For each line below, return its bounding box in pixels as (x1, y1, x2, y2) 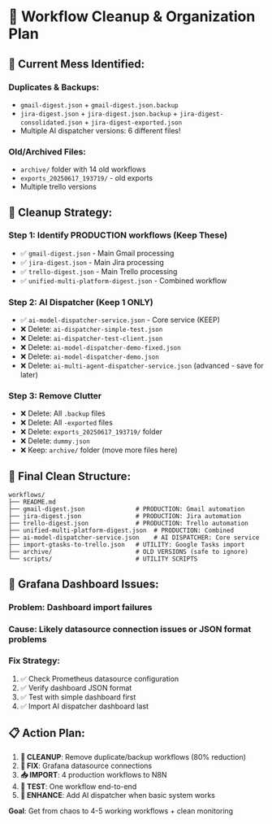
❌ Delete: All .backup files (19, 408, 106, 418)
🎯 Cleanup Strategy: (8, 205, 113, 219)
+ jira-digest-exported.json (84, 117, 183, 127)
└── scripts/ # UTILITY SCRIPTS (8, 555, 198, 564)
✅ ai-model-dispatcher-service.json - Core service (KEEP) (19, 315, 221, 325)
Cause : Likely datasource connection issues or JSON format (8, 623, 252, 634)
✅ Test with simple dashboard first (19, 691, 136, 702)
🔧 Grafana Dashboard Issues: (8, 577, 160, 591)
